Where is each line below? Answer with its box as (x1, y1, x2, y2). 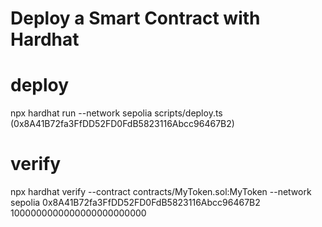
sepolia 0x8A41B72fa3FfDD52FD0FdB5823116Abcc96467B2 (10, 197, 261, 209)
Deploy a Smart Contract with (10, 7, 261, 30)
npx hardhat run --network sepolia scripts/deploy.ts (10, 107, 223, 119)
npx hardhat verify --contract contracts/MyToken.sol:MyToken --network (10, 186, 312, 198)
